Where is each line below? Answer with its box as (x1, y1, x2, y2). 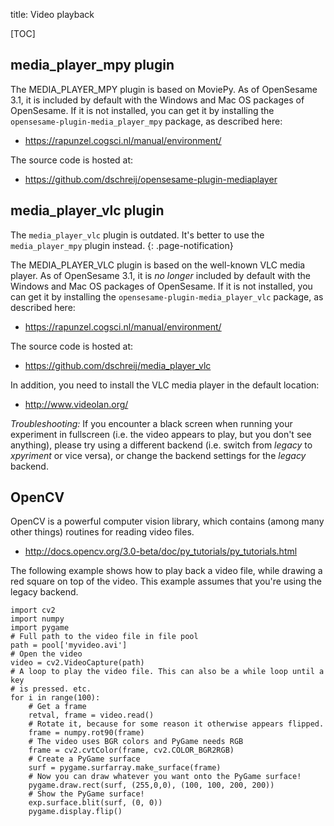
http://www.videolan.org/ (24, 398, 129, 410)
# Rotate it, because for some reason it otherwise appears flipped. (28, 719, 325, 729)
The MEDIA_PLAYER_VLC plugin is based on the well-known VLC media (10, 259, 306, 271)
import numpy (10, 614, 65, 624)
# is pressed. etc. (10, 684, 92, 694)
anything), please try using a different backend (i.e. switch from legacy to (10, 439, 313, 451)
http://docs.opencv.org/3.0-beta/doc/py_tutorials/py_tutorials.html (24, 545, 298, 558)
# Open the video (10, 649, 83, 659)
